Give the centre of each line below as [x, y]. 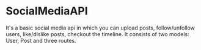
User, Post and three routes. [41, 40]
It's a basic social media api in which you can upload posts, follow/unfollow [100, 28]
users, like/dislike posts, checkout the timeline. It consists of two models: [98, 34]
